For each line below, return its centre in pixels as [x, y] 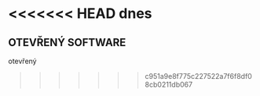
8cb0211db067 [169, 84]
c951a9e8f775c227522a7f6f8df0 [199, 76]
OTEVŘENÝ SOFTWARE [67, 43]
